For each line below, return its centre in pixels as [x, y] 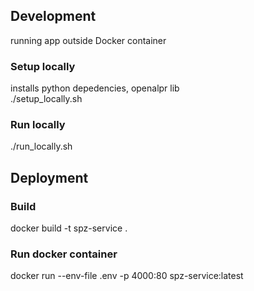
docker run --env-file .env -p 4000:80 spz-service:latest [127, 276]
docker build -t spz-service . [69, 228]
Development [53, 16]
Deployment [49, 177]
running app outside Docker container [88, 40]
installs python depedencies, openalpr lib [95, 88]
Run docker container [64, 254]
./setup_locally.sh [46, 99]
